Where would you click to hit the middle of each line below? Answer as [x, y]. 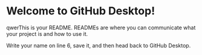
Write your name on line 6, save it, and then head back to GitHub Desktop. [99, 45]
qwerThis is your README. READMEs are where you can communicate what [101, 27]
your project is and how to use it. [47, 33]
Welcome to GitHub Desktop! [81, 11]
